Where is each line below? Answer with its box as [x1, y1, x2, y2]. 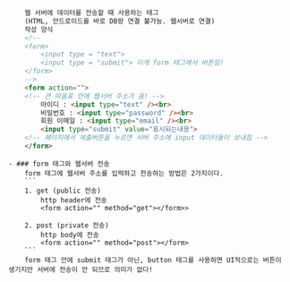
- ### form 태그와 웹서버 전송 [8, 159, 110, 168]
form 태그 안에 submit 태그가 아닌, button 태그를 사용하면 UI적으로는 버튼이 [24, 255, 282, 264]
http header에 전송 [40, 195, 108, 205]
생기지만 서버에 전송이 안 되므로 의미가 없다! [8, 265, 153, 274]
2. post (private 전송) [24, 220, 109, 230]
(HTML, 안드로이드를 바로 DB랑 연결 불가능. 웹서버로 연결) [24, 16, 216, 26]
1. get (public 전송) [24, 186, 102, 195]
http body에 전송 [40, 230, 99, 239]
